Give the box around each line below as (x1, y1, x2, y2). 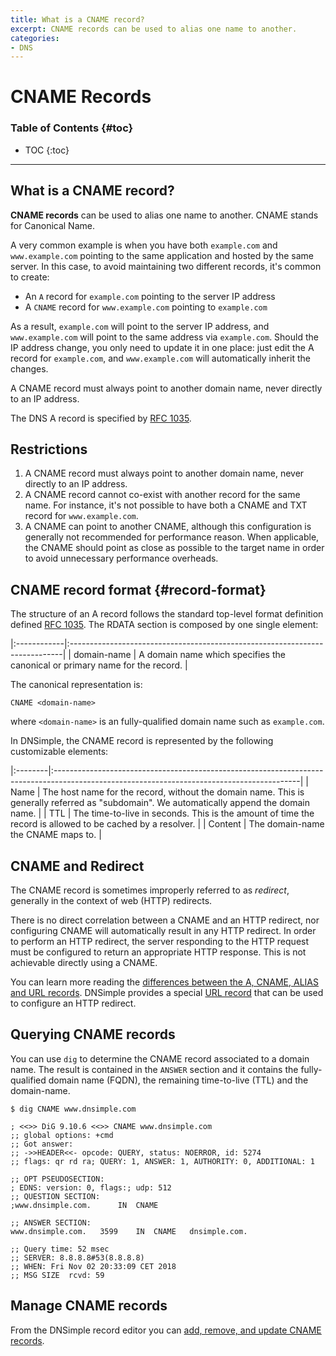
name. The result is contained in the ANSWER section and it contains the (10, 1063, 299, 1075)
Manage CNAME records (10, 1297, 168, 1315)
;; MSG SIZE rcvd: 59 (10, 1270, 105, 1280)
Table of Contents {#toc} (10, 121, 134, 135)
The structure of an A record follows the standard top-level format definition (10, 608, 324, 620)
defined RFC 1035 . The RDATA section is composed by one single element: (10, 619, 319, 631)
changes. (10, 362, 49, 375)
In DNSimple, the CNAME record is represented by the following (10, 735, 274, 747)
